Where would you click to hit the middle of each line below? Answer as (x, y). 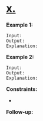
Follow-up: (20, 112)
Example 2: (20, 57)
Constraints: (22, 89)
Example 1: (20, 25)
